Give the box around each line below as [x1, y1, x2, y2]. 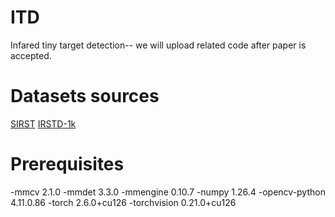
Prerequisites [10, 153, 125, 176]
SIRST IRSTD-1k [10, 117, 77, 130]
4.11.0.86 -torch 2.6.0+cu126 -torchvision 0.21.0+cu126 [10, 196, 237, 208]
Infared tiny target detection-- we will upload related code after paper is [10, 39, 307, 51]
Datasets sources [10, 85, 160, 108]
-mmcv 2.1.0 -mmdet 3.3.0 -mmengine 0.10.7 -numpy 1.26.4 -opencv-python [10, 186, 326, 198]
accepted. [10, 49, 52, 61]
